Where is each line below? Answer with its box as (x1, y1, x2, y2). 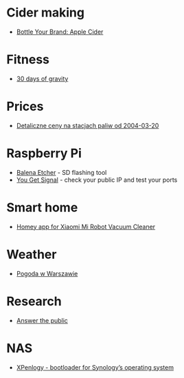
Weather (6, 246, 57, 262)
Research (6, 293, 62, 309)
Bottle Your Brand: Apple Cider (16, 28, 104, 36)
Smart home (6, 200, 78, 215)
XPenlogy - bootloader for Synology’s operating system (16, 363, 174, 371)
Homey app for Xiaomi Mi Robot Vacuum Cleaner (16, 222, 156, 231)
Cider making (6, 5, 85, 21)
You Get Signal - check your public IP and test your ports (16, 176, 178, 184)
